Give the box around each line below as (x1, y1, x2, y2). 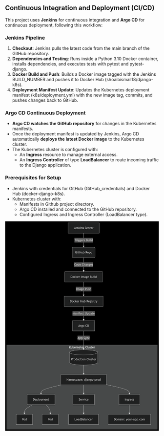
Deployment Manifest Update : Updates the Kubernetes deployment (12, 87, 150, 93)
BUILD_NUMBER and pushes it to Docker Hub (12, 77, 104, 83)
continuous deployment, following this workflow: (5, 22, 103, 28)
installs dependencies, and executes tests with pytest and (12, 61, 129, 67)
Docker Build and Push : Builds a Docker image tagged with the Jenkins (12, 71, 156, 77)
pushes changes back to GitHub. (12, 97, 78, 103)
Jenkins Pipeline (5, 34, 45, 41)
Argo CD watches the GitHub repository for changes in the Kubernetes (12, 121, 157, 127)
